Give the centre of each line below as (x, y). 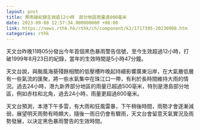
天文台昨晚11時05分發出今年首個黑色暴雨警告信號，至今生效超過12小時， (95, 52)
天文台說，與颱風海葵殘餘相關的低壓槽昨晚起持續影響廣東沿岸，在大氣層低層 (100, 71)
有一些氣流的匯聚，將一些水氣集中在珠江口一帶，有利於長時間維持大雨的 (95, 79)
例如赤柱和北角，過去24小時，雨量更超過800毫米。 (79, 94)
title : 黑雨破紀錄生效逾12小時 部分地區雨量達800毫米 (66, 17)
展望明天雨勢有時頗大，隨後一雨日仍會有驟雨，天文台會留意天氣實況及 (102, 114)
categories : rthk (28, 34)
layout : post (22, 12)
